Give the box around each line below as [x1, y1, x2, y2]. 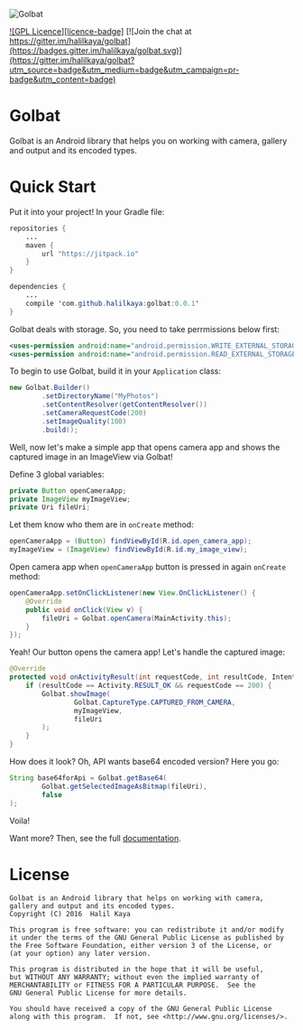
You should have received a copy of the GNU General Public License [9, 1005, 272, 1014]
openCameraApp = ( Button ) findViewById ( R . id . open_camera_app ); [9, 537, 252, 546]
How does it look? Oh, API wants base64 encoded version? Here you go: [9, 756, 280, 766]
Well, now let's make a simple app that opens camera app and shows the [9, 441, 280, 452]
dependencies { [9, 283, 67, 292]
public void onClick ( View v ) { [25, 605, 143, 614]
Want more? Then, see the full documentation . [9, 832, 182, 843]
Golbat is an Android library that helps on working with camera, [9, 894, 264, 903]
